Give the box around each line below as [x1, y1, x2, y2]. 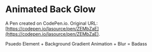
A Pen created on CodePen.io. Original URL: [5, 20, 98, 26]
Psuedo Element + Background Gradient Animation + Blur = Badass [5, 40, 147, 46]
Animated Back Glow [5, 4, 96, 15]
